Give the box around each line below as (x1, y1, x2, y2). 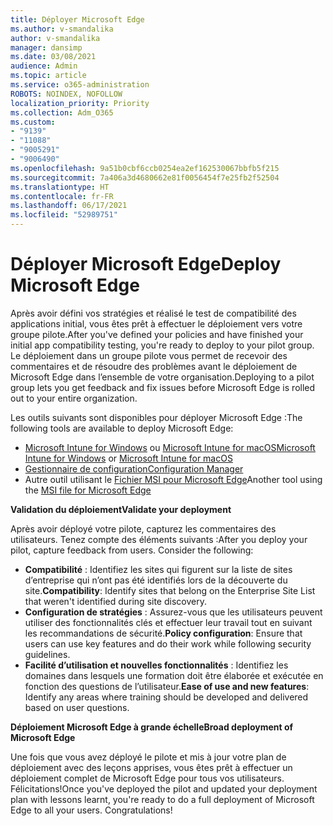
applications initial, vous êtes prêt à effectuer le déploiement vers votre (10, 317, 303, 330)
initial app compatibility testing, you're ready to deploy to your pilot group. (10, 339, 315, 351)
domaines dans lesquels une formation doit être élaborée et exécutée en (24, 669, 324, 681)
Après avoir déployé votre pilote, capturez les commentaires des (10, 522, 277, 535)
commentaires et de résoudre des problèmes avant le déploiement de (10, 360, 298, 372)
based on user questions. (24, 701, 130, 713)
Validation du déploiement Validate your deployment (10, 503, 232, 515)
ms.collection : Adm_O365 (10, 107, 114, 118)
